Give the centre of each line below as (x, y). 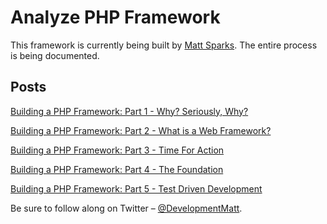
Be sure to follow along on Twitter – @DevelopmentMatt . (126, 208)
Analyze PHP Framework (115, 17)
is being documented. (55, 55)
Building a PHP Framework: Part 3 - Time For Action (117, 150)
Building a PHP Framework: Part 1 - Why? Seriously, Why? (129, 111)
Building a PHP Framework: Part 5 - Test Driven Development (136, 188)
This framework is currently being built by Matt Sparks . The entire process (164, 45)
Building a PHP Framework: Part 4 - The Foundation (117, 169)
